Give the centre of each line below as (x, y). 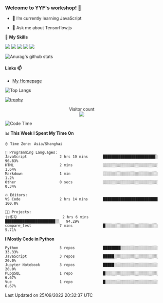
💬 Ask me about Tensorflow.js (42, 28)
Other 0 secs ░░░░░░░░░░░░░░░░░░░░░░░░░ (81, 182)
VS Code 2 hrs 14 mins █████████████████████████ (81, 199)
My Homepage (27, 81)
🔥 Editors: (16, 195)
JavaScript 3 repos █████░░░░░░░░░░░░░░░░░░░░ (81, 256)
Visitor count (82, 109)
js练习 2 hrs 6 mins (47, 217)
